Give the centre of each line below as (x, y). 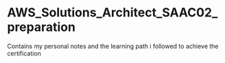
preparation (41, 27)
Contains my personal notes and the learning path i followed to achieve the (113, 46)
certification (24, 53)
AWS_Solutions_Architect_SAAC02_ (113, 13)
